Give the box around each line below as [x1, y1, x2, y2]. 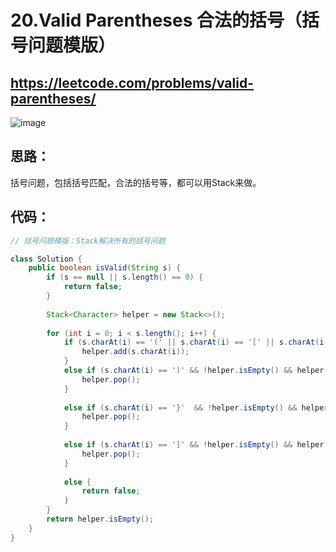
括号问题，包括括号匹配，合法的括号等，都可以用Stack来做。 [10, 176, 262, 188]
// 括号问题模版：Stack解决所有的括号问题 [10, 236, 166, 246]
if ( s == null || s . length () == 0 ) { [46, 272, 204, 283]
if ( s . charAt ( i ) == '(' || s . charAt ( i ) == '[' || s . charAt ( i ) [63, 337, 329, 348]
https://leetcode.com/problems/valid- [10, 74, 254, 91]
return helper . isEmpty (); [46, 514, 155, 524]
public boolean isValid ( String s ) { [28, 263, 182, 273]
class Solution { [10, 254, 83, 264]
